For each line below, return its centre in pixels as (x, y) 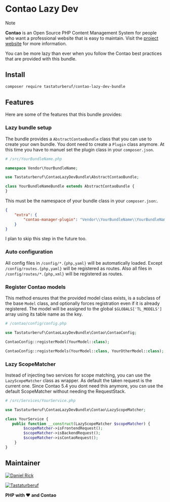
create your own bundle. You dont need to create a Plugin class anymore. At (85, 144)
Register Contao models (35, 287)
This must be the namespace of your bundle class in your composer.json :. (82, 201)
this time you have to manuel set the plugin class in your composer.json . (80, 149)
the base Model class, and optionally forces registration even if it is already (83, 303)
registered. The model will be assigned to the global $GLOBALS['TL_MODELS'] (84, 309)
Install (15, 75)
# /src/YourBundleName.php (34, 159)
